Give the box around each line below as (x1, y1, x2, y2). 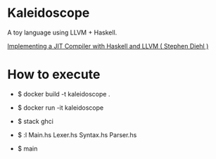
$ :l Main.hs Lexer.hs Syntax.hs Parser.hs (17, 130, 137, 139)
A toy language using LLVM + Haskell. (7, 28, 117, 37)
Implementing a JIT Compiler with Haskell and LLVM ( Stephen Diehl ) (7, 42, 209, 50)
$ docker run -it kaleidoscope (17, 103, 104, 112)
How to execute (7, 67, 101, 82)
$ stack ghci (17, 117, 54, 125)
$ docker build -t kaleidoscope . (17, 89, 110, 98)
